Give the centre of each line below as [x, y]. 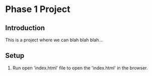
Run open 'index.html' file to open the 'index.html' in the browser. [80, 68]
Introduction [25, 28]
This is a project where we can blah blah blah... [54, 40]
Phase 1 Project [38, 9]
